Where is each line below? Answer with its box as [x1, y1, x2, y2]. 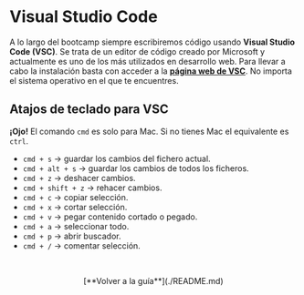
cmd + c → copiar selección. [22, 191, 129, 202]
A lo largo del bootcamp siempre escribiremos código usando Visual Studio [9, 36, 295, 47]
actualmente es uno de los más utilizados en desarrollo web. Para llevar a [9, 56, 286, 66]
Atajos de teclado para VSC [9, 102, 169, 117]
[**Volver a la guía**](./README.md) [83, 275, 224, 286]
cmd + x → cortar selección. [22, 201, 128, 212]
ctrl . [9, 135, 29, 147]
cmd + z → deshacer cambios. [22, 172, 136, 183]
